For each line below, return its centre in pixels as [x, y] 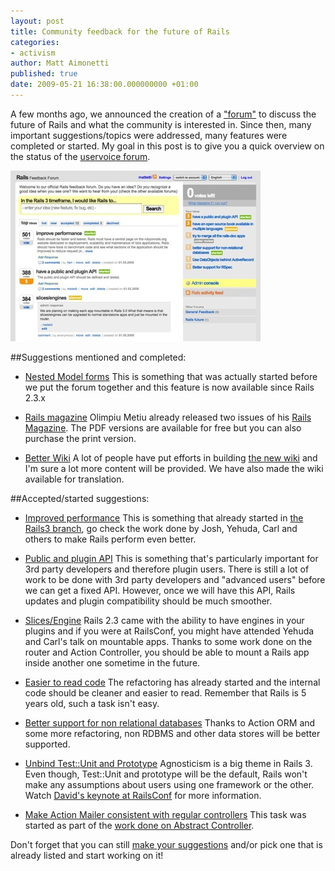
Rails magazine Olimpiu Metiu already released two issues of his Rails [168, 417]
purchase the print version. [80, 438]
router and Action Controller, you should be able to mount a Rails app [167, 652]
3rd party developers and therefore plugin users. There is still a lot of [167, 569]
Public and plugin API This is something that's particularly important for [171, 558]
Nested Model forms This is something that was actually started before [171, 376]
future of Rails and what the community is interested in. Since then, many [161, 124]
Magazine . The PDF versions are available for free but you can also [163, 427]
